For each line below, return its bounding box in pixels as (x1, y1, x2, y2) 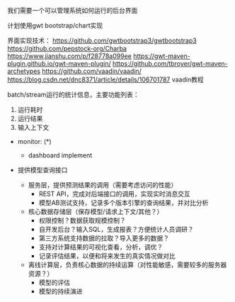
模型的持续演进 (38, 287, 83, 296)
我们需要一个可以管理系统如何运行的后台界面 (7, 6, 138, 14)
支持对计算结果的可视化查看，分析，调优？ (38, 243, 164, 251)
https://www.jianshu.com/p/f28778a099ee (7, 52, 132, 60)
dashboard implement (28, 151, 93, 160)
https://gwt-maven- (133, 52, 191, 60)
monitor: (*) (17, 138, 52, 145)
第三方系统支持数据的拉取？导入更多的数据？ (38, 234, 170, 242)
